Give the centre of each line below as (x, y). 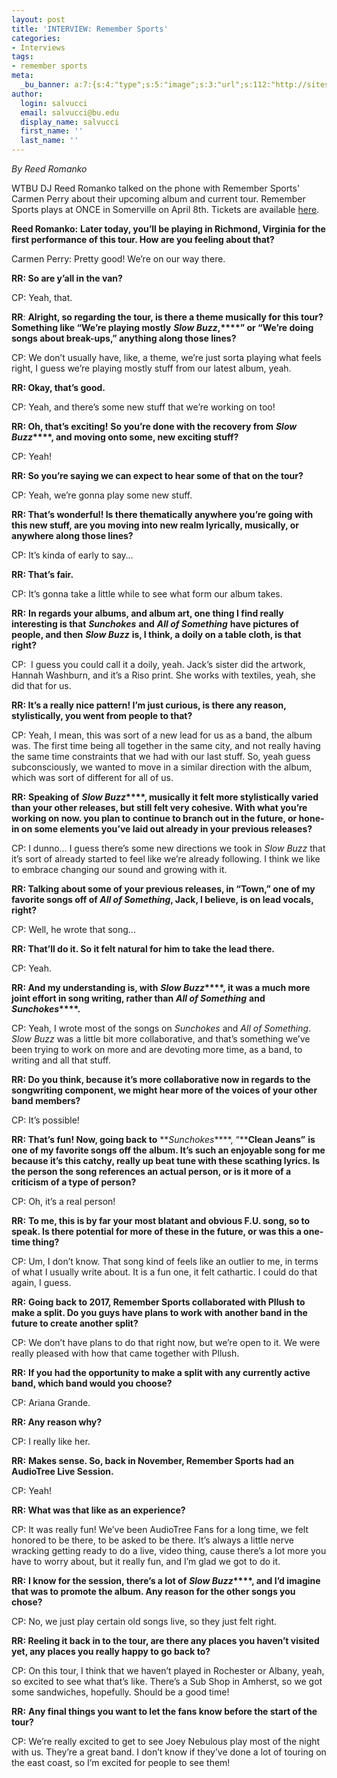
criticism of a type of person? (74, 1182)
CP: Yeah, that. (42, 297)
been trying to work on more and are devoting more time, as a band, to (157, 1049)
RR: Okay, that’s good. (58, 387)
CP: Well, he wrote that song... (73, 929)
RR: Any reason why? (57, 1422)
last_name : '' (49, 141)
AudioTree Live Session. (62, 1471)
